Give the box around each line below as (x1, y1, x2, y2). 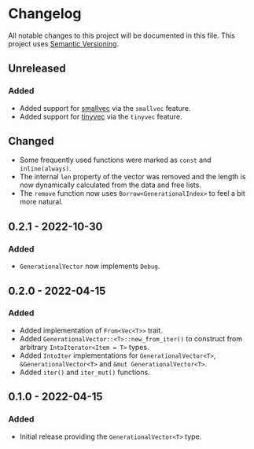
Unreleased (8, 62, 67, 75)
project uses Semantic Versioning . (8, 39, 120, 48)
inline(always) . (19, 164, 72, 173)
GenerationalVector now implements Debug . (19, 261, 160, 271)
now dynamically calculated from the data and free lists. (19, 180, 202, 190)
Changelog (8, 5, 82, 23)
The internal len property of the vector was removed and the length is (19, 172, 246, 182)
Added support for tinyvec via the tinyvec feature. (19, 112, 182, 121)
